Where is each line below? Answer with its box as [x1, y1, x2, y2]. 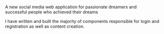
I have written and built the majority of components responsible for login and [5, 19, 160, 24]
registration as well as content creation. [5, 23, 85, 29]
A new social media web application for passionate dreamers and [5, 4, 137, 10]
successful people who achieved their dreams [5, 9, 98, 15]
